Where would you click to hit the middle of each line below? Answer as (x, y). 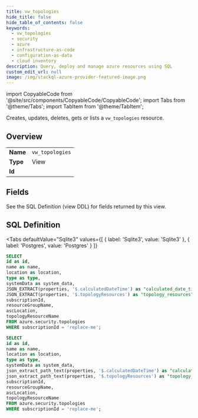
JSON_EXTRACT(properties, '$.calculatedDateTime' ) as (74, 289)
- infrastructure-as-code (43, 50)
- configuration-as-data (42, 55)
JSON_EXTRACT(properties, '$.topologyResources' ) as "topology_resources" (100, 294)
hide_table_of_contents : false (44, 22)
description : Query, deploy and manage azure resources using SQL (89, 66)
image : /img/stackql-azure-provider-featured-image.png (76, 77)
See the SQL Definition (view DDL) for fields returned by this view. (86, 206)
